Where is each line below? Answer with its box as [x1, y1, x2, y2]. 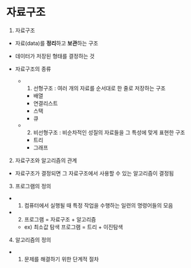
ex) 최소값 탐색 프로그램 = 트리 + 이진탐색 [24, 223, 123, 230]
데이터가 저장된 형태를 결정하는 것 [15, 52, 95, 59]
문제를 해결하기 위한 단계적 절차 [24, 255, 99, 263]
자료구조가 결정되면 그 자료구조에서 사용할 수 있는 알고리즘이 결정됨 [15, 169, 174, 177]
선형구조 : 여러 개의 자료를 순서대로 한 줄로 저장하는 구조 [33, 84, 166, 91]
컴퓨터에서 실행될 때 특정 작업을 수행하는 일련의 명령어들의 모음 [24, 201, 173, 209]
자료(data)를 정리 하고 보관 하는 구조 [15, 39, 99, 47]
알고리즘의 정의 [15, 236, 52, 243]
